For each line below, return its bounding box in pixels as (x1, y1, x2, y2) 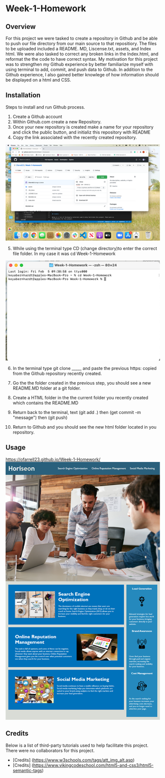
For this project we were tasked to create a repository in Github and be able (5, 35, 158, 41)
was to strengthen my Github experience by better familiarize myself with (5, 62, 154, 67)
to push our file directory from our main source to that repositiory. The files (5, 41, 157, 46)
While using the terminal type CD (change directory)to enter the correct (12, 245, 157, 251)
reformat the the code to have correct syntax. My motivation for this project (5, 56, 158, 62)
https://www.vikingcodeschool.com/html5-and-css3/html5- (33, 762, 154, 768)
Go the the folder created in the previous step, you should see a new (12, 380, 151, 386)
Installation (5, 91, 41, 99)
